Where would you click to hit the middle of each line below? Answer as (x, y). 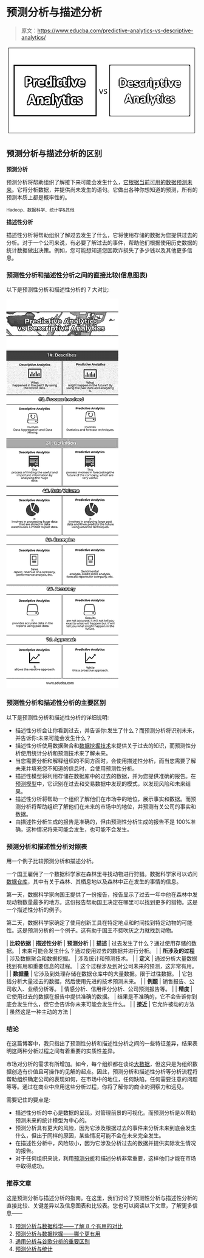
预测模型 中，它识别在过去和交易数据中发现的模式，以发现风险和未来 (100, 783)
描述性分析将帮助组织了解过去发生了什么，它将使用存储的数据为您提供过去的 (102, 235)
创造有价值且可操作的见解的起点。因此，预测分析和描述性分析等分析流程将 (104, 1072)
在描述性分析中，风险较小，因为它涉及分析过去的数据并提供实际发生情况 (105, 1143)
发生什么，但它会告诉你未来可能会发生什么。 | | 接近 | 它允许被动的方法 (106, 1004)
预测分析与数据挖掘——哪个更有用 (58, 1234)
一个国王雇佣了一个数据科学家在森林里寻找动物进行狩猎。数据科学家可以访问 (102, 874)
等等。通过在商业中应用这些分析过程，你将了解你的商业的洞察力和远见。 (97, 1087)
